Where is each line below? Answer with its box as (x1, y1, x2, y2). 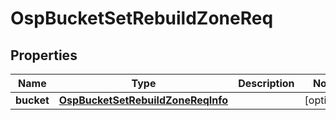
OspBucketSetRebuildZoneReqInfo (58, 93, 229, 107)
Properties (10, 47, 78, 64)
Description (238, 77, 295, 90)
